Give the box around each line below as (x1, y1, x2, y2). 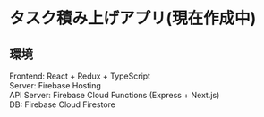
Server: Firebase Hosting (9, 80, 101, 90)
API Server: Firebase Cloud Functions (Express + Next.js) (9, 90, 220, 100)
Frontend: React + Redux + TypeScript (9, 71, 150, 81)
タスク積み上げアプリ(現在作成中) (9, 8, 257, 29)
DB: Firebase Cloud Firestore (9, 99, 116, 110)
